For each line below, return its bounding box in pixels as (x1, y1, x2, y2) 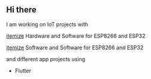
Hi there (6, 5, 37, 15)
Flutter (14, 67, 32, 74)
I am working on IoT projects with (6, 20, 89, 28)
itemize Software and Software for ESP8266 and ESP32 (6, 44, 144, 51)
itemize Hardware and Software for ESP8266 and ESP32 (6, 32, 146, 39)
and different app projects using (6, 55, 86, 62)
